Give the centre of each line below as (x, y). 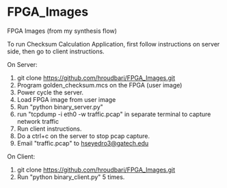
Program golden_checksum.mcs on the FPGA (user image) (99, 85)
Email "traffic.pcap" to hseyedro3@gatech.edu (83, 143)
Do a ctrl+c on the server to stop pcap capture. (83, 136)
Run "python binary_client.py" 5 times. (71, 177)
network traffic (38, 121)
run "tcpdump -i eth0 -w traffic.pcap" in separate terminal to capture (114, 114)
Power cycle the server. (50, 92)
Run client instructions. (49, 129)
